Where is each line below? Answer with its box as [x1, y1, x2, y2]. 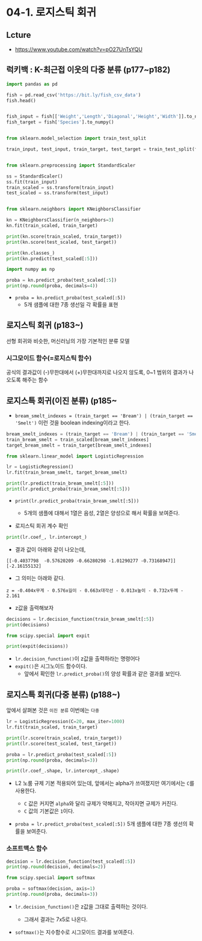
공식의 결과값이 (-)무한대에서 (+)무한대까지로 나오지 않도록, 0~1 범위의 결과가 [6, 368, 188, 376]
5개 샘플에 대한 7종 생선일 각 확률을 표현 [23, 301, 118, 308]
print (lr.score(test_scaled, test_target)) [6, 741, 117, 747]
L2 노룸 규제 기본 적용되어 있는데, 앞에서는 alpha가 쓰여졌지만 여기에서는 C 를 [14, 780, 195, 787]
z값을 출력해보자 [14, 604, 54, 611]
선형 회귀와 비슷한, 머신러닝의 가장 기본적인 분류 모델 [6, 337, 130, 344]
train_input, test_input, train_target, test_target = [6, 146, 147, 152]
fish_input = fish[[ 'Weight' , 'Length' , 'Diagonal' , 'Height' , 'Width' [6, 114, 179, 120]
